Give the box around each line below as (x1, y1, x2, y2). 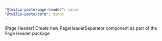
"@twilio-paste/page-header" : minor (4, 7, 79, 12)
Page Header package (4, 30, 50, 36)
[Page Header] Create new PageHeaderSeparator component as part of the (4, 25, 157, 31)
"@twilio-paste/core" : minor (4, 12, 64, 17)
